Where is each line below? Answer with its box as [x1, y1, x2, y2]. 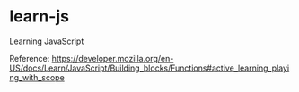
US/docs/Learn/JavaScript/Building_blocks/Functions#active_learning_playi [9, 63, 290, 73]
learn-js [9, 6, 70, 27]
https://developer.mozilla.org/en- [51, 53, 174, 63]
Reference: [9, 53, 50, 63]
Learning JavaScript [9, 36, 84, 46]
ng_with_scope [9, 71, 65, 82]
